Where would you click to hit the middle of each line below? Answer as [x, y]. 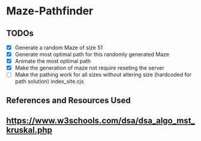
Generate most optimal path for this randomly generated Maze [92, 55]
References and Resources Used [68, 100]
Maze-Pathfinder [50, 11]
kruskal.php [29, 130]
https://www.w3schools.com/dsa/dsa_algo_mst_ [100, 121]
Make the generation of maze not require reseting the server [90, 68]
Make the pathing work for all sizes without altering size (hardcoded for [103, 75]
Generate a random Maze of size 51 [59, 47]
